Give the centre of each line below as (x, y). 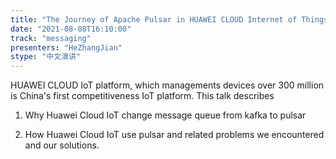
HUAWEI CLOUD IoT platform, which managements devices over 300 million (167, 85)
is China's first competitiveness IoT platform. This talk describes (142, 96)
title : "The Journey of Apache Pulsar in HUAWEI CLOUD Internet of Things (169, 19)
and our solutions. (62, 145)
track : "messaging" (51, 38)
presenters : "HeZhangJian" (66, 47)
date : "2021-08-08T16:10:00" (71, 29)
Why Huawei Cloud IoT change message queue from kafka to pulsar (165, 115)
